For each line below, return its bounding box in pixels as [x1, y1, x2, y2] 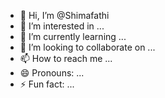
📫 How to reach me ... [19, 53, 113, 64]
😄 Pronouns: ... [19, 67, 85, 79]
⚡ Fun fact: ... [19, 78, 75, 90]
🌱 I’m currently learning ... [19, 31, 127, 42]
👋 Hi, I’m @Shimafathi [19, 10, 110, 21]
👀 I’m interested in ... [19, 20, 105, 32]
